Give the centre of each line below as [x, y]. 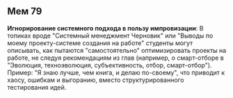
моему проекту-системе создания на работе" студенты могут [100, 43]
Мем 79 [25, 11]
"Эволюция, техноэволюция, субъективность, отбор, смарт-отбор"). [110, 65]
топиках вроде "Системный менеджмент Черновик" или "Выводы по [110, 35]
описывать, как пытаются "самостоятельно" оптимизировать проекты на [117, 50]
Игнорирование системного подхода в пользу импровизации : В [105, 28]
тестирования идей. [37, 87]
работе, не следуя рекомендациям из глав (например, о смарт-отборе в [115, 58]
